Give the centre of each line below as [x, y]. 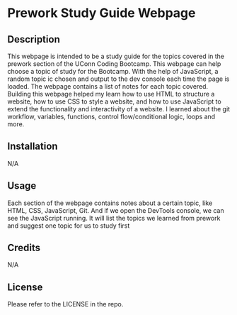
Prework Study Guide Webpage [102, 13]
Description [34, 39]
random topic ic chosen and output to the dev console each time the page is [118, 79]
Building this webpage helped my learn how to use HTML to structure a [111, 94]
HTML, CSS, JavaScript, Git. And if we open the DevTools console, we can [116, 210]
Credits [24, 248]
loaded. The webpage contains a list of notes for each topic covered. [108, 86]
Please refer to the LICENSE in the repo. [65, 304]
